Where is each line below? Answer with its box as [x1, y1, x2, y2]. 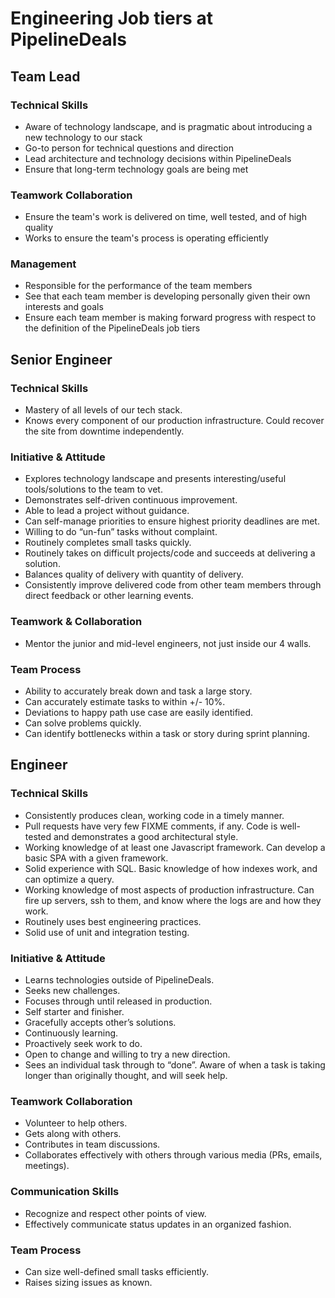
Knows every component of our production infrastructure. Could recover [24, 415, 325, 427]
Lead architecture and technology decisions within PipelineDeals [24, 152, 292, 164]
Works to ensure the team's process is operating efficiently [24, 232, 269, 244]
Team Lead [10, 68, 81, 85]
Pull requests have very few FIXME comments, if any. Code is [24, 820, 278, 832]
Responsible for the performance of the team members [24, 280, 253, 292]
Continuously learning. [24, 1027, 119, 1039]
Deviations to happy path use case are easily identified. [24, 707, 253, 719]
